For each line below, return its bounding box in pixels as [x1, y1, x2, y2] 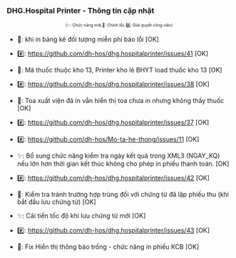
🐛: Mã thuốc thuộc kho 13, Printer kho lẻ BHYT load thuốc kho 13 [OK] [16, 66, 222, 75]
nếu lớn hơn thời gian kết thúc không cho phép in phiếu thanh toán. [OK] [16, 159, 230, 168]
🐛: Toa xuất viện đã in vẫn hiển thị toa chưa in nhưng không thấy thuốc [16, 97, 225, 105]
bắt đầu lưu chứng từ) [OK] [16, 198, 97, 206]
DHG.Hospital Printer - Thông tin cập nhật [6, 6, 155, 16]
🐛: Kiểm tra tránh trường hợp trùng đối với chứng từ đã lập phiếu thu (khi [16, 190, 230, 199]
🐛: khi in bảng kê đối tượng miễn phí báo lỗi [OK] [16, 35, 160, 44]
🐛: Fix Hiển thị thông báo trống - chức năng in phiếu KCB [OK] [16, 242, 200, 251]
